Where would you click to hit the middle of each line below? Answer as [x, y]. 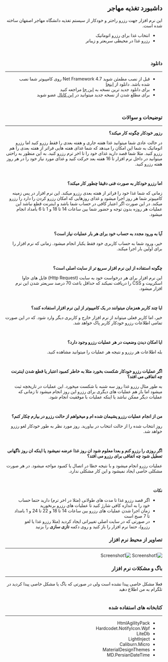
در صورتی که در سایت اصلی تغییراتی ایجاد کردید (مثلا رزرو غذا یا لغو [87, 521]
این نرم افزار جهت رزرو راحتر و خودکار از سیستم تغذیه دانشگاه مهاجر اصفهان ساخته [84, 20]
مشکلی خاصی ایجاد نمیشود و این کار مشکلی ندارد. [115, 471]
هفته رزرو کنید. [149, 164]
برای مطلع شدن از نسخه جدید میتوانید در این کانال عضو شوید [93, 95]
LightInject [139, 639]
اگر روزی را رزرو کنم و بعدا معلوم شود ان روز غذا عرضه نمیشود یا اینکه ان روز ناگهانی [85, 451]
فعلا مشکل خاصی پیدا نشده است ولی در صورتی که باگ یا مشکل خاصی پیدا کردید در [84, 584]
